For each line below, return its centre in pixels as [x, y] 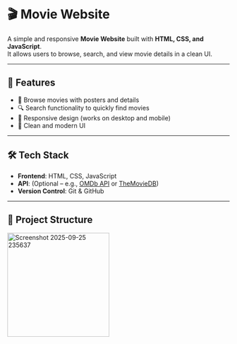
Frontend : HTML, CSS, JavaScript [67, 176]
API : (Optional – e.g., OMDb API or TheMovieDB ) [88, 183]
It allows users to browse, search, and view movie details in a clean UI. [110, 54]
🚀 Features [31, 83]
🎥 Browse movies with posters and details [78, 100]
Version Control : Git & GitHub [61, 191]
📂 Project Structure [50, 220]
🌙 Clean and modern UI [51, 125]
